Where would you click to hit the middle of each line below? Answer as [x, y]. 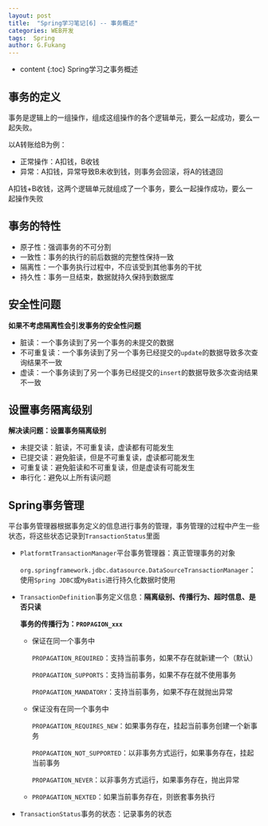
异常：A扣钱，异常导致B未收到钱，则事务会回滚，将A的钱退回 [121, 171]
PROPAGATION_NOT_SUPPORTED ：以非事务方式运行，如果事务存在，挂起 [143, 753]
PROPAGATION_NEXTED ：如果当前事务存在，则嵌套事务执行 [123, 797]
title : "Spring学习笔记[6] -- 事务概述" [73, 23]
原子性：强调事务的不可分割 [65, 247]
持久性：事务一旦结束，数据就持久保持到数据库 [97, 277]
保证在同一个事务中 [63, 641]
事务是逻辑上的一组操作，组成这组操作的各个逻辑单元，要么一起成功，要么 [130, 118]
